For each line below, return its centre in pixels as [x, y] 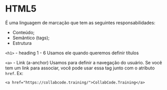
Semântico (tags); [31, 38]
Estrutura [22, 43]
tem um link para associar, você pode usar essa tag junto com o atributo [80, 68]
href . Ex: [14, 73]
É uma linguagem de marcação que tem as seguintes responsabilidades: [80, 23]
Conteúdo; [23, 32]
